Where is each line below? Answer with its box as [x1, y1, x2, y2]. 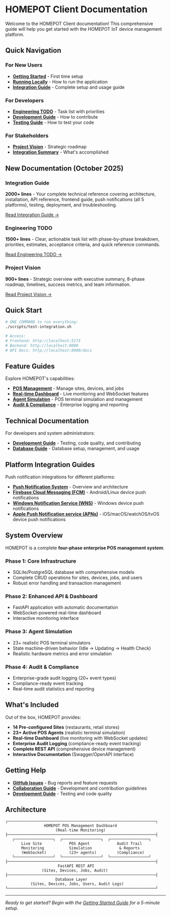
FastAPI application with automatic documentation [12, 605, 118, 611]
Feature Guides [5, 362, 55, 370]
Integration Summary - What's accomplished [12, 149, 109, 155]
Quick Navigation [5, 46, 62, 55]
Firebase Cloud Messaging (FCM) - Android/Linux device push [12, 489, 146, 495]
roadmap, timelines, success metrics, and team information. [5, 281, 131, 287]
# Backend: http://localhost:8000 [5, 343, 79, 348]
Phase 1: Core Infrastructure [5, 557, 76, 565]
